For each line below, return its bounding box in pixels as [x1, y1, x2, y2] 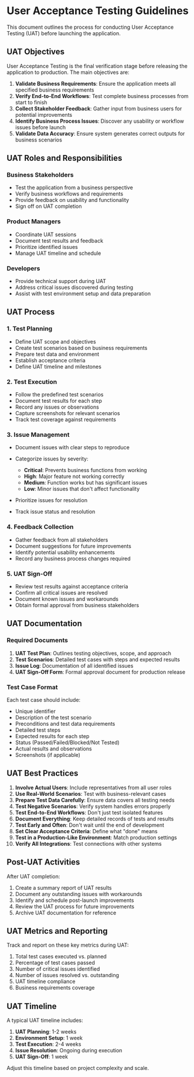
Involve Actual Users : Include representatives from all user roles [15, 784, 172, 791]
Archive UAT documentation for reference [15, 909, 117, 916]
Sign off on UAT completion [15, 203, 82, 210]
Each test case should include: [6, 696, 81, 703]
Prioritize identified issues [15, 243, 78, 250]
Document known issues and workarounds [15, 595, 119, 603]
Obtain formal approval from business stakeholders [15, 601, 139, 608]
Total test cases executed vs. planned [15, 953, 107, 960]
